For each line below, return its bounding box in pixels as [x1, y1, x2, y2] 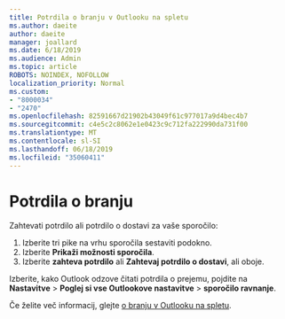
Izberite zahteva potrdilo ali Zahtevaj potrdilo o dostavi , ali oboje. [21, 256, 265, 267]
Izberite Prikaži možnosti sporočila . [21, 247, 155, 258]
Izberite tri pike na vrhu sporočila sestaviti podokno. [21, 237, 213, 248]
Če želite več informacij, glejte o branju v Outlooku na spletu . [9, 300, 233, 311]
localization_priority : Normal [9, 79, 125, 88]
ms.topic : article [9, 63, 77, 72]
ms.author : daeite [9, 21, 77, 30]
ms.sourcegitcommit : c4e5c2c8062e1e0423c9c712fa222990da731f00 [9, 121, 249, 129]
